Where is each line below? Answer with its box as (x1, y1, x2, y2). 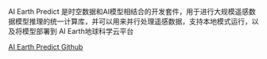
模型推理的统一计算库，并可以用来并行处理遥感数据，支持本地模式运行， (14, 17, 252, 26)
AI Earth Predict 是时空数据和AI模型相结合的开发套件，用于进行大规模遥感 (8, 7, 249, 16)
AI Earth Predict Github (8, 42, 83, 51)
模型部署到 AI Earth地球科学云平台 (21, 27, 133, 35)
